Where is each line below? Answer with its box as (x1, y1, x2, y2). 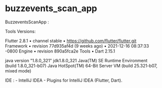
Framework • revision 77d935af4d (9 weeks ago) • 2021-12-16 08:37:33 (5, 43, 149, 49)
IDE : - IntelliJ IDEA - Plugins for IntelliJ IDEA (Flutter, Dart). (5, 77, 123, 83)
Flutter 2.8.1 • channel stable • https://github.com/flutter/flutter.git (5, 37, 137, 44)
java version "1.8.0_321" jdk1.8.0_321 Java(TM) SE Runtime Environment (5, 57, 148, 63)
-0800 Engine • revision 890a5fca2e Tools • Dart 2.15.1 (5, 48, 115, 54)
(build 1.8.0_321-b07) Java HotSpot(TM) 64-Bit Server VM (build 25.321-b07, (5, 63, 158, 69)
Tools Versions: (5, 28, 36, 34)
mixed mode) (5, 68, 32, 73)
